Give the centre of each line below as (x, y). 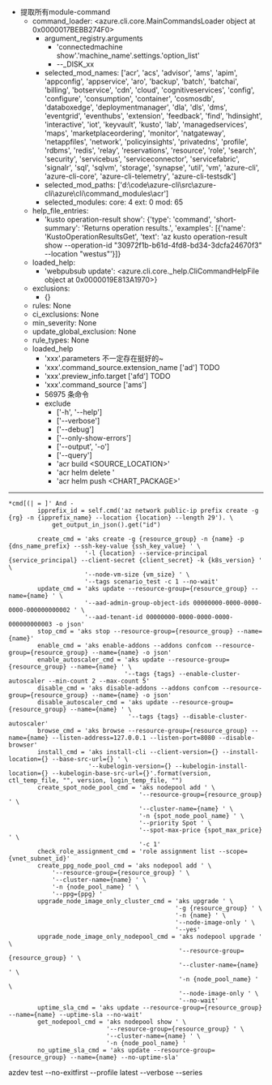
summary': (62, 228)
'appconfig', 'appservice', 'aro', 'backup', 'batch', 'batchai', (141, 81)
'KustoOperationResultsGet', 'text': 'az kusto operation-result (146, 237)
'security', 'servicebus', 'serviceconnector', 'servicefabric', (142, 159)
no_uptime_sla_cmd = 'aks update (94, 1050)
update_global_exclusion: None (84, 332)
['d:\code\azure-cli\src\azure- (167, 185)
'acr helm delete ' (85, 472)
